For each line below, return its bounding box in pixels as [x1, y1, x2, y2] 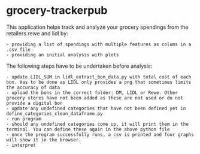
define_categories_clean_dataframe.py [6, 110, 103, 117]
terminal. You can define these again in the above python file [6, 126, 170, 132]
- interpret [6, 142, 36, 148]
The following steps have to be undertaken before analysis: [6, 62, 153, 70]
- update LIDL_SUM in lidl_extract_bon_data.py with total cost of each [6, 74, 192, 80]
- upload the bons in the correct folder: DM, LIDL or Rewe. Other [6, 89, 178, 96]
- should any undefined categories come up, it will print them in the [6, 121, 189, 127]
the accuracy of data [6, 84, 60, 90]
